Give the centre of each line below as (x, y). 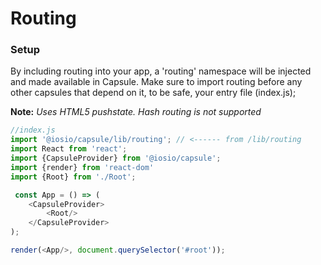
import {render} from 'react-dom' (82, 167)
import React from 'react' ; (69, 149)
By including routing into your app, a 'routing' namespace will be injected (161, 71)
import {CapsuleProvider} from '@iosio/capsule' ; (116, 158)
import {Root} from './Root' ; (73, 177)
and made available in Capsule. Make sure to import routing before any (156, 82)
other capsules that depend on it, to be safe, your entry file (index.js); (153, 93)
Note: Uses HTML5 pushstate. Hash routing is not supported (136, 112)
